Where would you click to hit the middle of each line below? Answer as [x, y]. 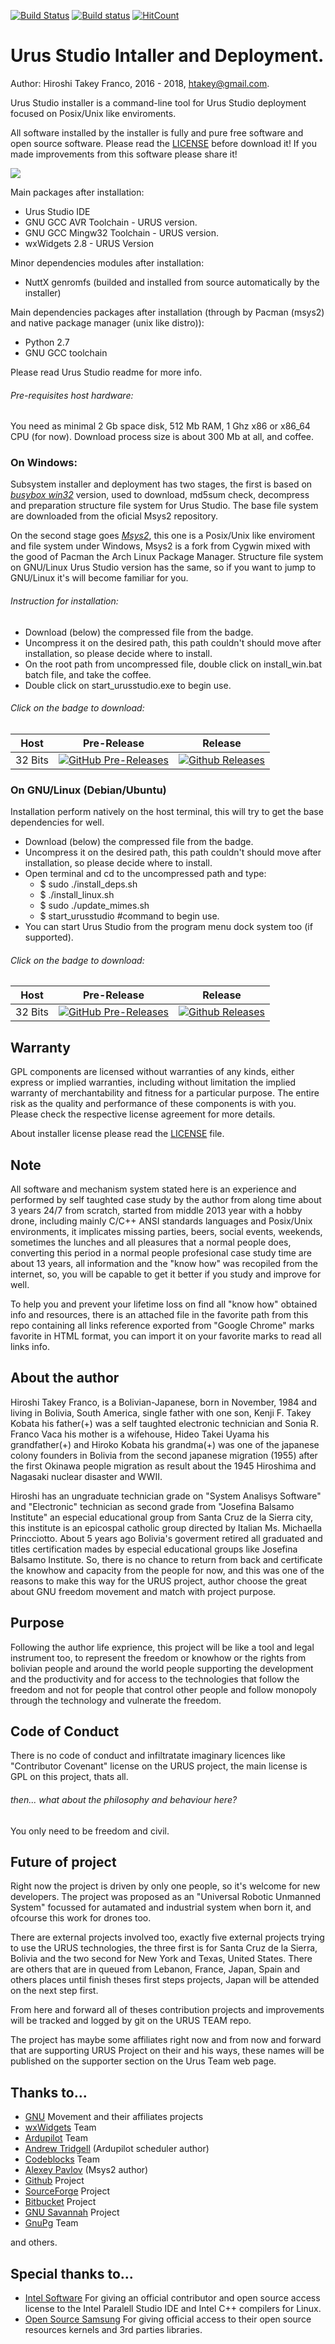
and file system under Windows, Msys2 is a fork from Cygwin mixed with [160, 546]
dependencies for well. [57, 822]
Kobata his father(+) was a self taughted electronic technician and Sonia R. [164, 1423]
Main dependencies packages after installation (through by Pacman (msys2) [167, 312]
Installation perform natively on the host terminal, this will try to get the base [167, 812]
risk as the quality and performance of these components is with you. [153, 1104]
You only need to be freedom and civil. [90, 1831]
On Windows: [44, 463]
